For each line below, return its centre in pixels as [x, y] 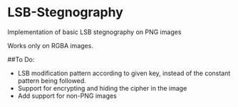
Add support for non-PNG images [67, 96]
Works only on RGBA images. [51, 45]
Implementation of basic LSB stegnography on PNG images [94, 32]
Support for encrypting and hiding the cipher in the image [102, 88]
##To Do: [21, 59]
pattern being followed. [52, 80]
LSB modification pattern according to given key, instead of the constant [124, 73]
